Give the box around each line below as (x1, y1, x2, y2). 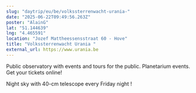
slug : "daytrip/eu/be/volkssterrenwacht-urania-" (6, 8, 131, 15)
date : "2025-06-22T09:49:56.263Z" (6, 14, 91, 20)
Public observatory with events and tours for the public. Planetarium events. (6, 63, 190, 70)
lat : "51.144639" (6, 25, 49, 31)
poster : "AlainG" (6, 19, 49, 25)
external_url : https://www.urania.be (6, 47, 99, 53)
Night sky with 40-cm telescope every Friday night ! (6, 80, 132, 87)
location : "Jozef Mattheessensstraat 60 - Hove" (6, 36, 128, 42)
